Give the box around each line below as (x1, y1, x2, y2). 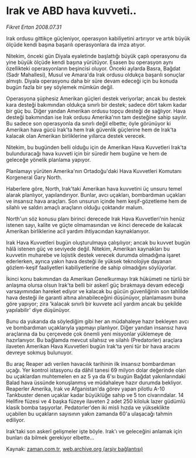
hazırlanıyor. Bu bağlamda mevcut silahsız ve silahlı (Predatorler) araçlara (6, 336, 183, 344)
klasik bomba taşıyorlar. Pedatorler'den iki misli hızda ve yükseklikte (6, 403, 170, 411)
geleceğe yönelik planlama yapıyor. (6, 156, 91, 163)
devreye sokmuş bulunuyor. (6, 349, 73, 356)
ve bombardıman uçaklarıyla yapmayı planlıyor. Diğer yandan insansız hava (6, 324, 187, 331)
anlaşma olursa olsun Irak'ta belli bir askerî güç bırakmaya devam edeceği (6, 281, 184, 289)
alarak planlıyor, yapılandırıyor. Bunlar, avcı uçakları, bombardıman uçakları (6, 191, 186, 198)
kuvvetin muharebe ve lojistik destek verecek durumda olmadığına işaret (6, 251, 181, 259)
